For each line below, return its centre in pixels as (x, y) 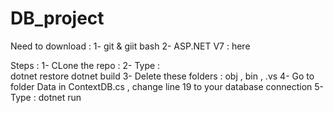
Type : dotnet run (46, 97)
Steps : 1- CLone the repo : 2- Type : (85, 65)
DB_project (57, 18)
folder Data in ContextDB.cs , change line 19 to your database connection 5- (167, 86)
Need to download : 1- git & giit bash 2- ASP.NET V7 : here (130, 46)
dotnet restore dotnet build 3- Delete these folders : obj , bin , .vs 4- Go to (162, 76)
